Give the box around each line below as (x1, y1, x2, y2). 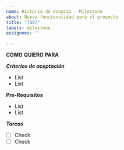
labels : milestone (6, 25, 51, 31)
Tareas (6, 120, 24, 127)
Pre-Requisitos (6, 92, 44, 99)
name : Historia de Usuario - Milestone (6, 8, 103, 15)
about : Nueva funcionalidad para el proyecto (6, 14, 118, 20)
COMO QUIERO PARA (6, 51, 59, 58)
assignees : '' (6, 30, 41, 36)
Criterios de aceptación (6, 62, 65, 70)
